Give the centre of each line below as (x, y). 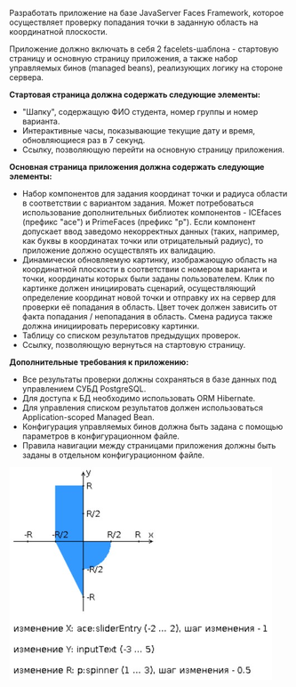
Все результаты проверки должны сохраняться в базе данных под (149, 379)
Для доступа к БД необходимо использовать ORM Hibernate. (139, 398)
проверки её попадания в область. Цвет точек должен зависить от (149, 307)
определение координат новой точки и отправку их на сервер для (149, 298)
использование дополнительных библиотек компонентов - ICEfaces (152, 212)
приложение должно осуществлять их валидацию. (119, 250)
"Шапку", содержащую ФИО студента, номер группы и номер (140, 112)
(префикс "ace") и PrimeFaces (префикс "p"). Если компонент (139, 222)
